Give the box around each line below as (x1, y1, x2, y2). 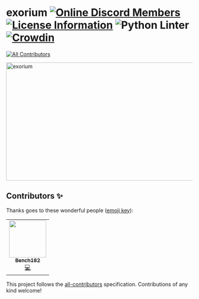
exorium (6, 6, 48, 19)
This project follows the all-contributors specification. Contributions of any (6, 281, 188, 288)
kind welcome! (6, 287, 42, 294)
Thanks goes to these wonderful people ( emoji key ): (6, 207, 134, 214)
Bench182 (15, 257, 40, 264)
